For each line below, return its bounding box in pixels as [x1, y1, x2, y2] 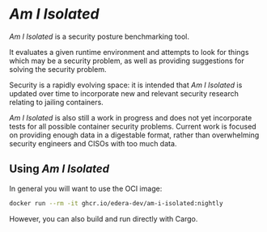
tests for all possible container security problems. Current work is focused [9, 121, 257, 131]
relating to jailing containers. [9, 97, 104, 107]
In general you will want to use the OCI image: [9, 183, 163, 193]
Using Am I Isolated [9, 162, 110, 176]
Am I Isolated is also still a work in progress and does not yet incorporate [9, 112, 252, 122]
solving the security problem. [9, 64, 107, 74]
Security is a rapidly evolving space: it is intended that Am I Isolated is [9, 80, 243, 90]
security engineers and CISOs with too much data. [9, 138, 177, 148]
